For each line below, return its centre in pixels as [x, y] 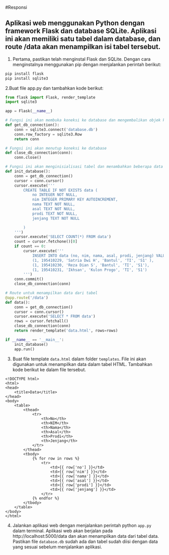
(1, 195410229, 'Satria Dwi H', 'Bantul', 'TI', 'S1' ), [93, 260]
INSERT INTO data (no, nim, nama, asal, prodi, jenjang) [93, 256]
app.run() [25, 349]
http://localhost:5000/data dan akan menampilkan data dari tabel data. [86, 536]
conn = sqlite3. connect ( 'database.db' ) [56, 129]
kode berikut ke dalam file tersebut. [49, 369]
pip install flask [24, 74]
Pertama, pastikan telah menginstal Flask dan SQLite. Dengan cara [81, 59]
